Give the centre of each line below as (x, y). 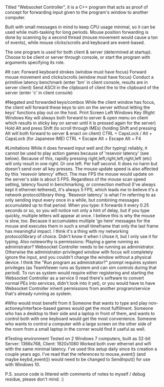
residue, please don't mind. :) (35, 379)
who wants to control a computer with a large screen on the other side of (78, 324)
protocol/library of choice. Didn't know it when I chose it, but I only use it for (82, 236)
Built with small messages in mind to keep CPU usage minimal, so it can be (80, 27)
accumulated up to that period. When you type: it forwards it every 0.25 (77, 205)
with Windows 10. (23, 364)
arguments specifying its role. (35, 62)
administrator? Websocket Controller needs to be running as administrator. (80, 247)
